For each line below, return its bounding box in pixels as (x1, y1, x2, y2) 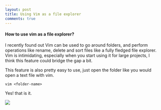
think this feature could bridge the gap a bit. (5, 57, 93, 63)
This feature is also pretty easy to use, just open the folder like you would (5, 67, 152, 73)
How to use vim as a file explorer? (5, 31, 74, 37)
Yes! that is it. (5, 90, 32, 96)
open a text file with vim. (5, 72, 54, 78)
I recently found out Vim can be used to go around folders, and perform (5, 42, 148, 48)
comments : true (5, 16, 36, 21)
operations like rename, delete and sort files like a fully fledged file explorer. (5, 47, 157, 53)
